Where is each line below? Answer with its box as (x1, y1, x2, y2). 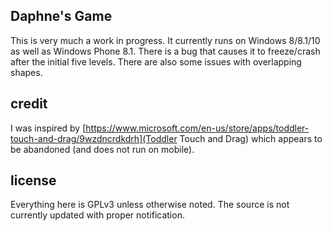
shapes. (10, 66, 43, 78)
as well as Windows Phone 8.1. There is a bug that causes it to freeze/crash (10, 45, 321, 57)
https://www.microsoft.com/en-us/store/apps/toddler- (85, 122, 310, 134)
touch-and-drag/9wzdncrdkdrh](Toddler (10, 132, 178, 144)
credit (10, 95, 48, 113)
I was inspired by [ (10, 122, 87, 134)
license (10, 172, 57, 189)
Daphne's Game (10, 8, 113, 25)
